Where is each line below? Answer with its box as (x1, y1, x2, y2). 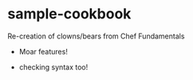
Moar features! (18, 46, 69, 56)
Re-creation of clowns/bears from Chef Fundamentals (7, 31, 185, 41)
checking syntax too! (18, 62, 89, 72)
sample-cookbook (7, 5, 132, 23)
